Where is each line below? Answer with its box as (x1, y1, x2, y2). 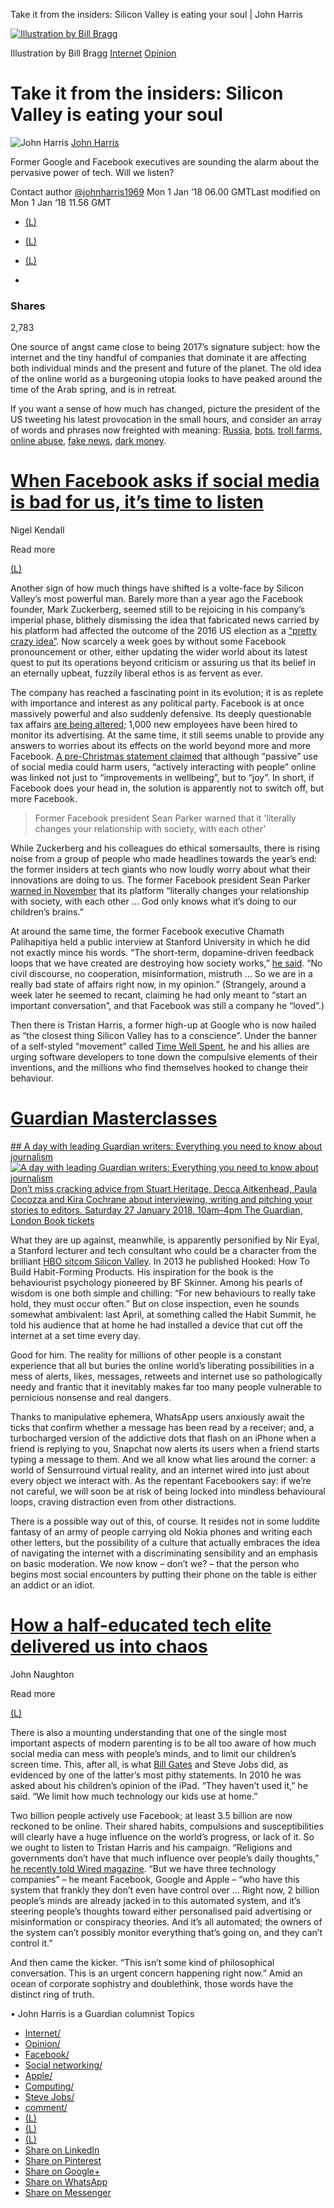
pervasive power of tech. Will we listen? (10, 166, 175, 178)
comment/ (24, 2102, 68, 2114)
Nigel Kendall (10, 524, 65, 536)
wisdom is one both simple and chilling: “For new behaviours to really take (10, 1287, 316, 1299)
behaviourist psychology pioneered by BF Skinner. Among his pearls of (10, 1277, 303, 1289)
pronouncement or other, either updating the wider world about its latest (10, 646, 308, 658)
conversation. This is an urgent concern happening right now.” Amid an (10, 1967, 303, 1979)
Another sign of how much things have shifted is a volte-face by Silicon (10, 582, 305, 594)
